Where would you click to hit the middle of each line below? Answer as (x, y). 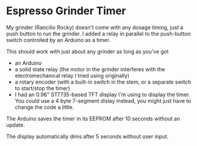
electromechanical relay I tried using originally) (72, 75)
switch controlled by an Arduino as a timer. (58, 40)
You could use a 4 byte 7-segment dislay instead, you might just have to (103, 101)
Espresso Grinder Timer (66, 11)
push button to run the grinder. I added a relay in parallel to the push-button (99, 33)
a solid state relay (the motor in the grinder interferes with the (90, 69)
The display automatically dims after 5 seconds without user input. (88, 136)
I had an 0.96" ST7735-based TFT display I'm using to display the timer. (102, 94)
